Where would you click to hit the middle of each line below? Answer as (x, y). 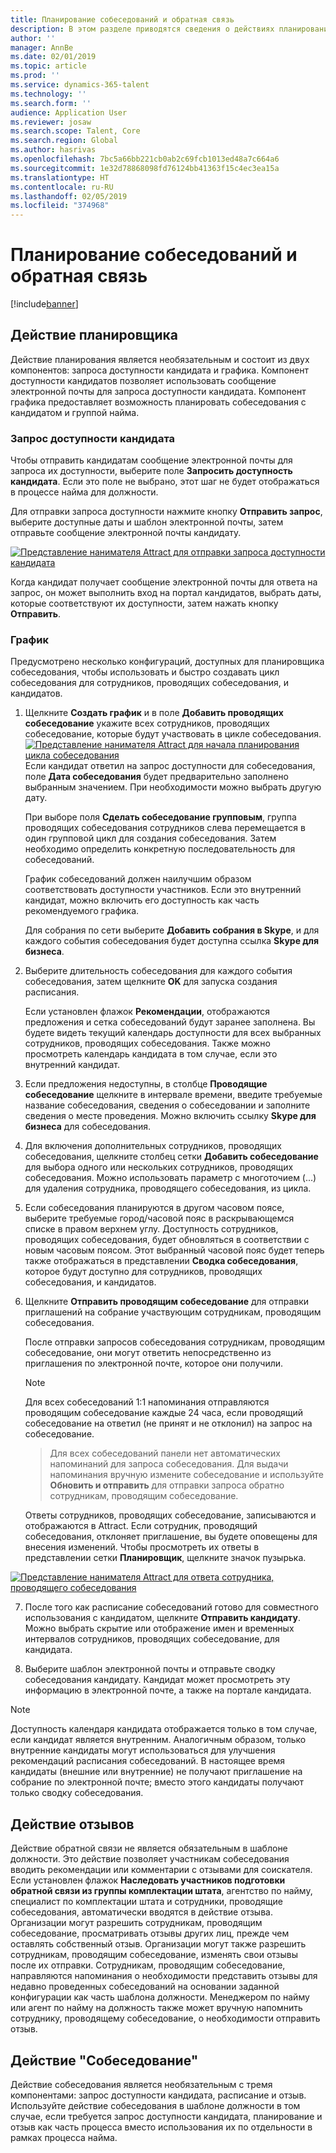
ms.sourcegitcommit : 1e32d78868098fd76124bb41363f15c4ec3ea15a (145, 168)
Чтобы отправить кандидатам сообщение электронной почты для (151, 460)
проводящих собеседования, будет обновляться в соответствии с (167, 1240)
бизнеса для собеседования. (88, 1127)
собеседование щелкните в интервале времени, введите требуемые (173, 1095)
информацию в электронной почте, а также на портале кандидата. (168, 1690)
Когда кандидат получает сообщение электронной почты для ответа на (164, 582)
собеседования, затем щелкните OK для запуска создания (151, 982)
